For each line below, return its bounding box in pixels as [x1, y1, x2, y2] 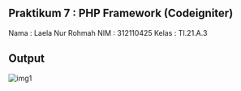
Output [8, 52, 45, 66]
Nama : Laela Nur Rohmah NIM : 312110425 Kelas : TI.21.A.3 [8, 28, 208, 37]
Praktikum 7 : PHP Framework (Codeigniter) [8, 6, 234, 20]
